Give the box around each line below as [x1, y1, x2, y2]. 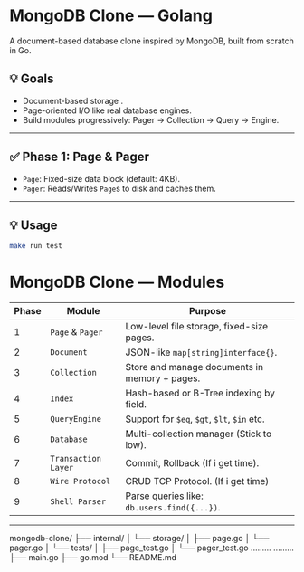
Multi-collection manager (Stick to [125, 427, 272, 440]
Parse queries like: [125, 490, 204, 502]
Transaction [50, 453, 102, 464]
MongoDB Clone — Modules [9, 272, 225, 292]
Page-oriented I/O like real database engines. [22, 105, 193, 116]
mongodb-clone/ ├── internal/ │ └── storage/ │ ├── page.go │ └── [9, 533, 270, 544]
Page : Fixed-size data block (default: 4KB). [22, 173, 181, 184]
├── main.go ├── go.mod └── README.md [9, 552, 177, 563]
